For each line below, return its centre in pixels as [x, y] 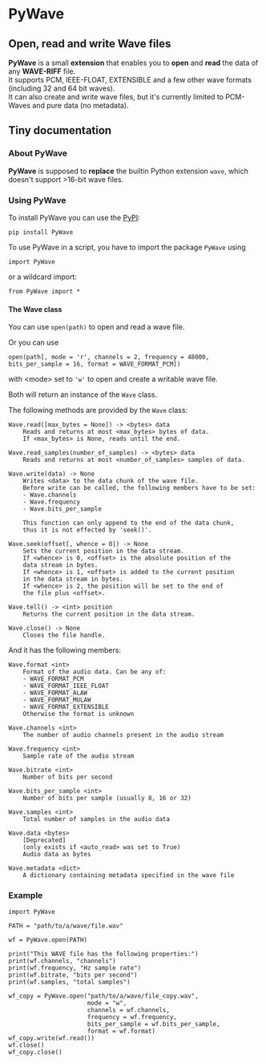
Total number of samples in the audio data [97, 819]
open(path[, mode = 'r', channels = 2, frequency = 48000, [109, 358]
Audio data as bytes [57, 855]
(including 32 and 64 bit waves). [62, 88]
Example [26, 896]
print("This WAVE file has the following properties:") [103, 954]
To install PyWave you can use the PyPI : [74, 217]
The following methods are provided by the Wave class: [98, 411]
